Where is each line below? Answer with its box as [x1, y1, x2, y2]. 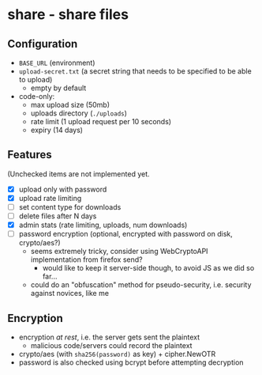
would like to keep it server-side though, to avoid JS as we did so [42, 263, 255, 273]
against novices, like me [30, 289, 110, 298]
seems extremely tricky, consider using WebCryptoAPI [30, 247, 208, 256]
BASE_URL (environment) [18, 58, 95, 67]
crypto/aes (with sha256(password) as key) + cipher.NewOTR [18, 350, 216, 358]
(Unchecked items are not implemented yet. [7, 169, 151, 179]
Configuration [7, 37, 78, 51]
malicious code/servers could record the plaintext [30, 341, 193, 350]
